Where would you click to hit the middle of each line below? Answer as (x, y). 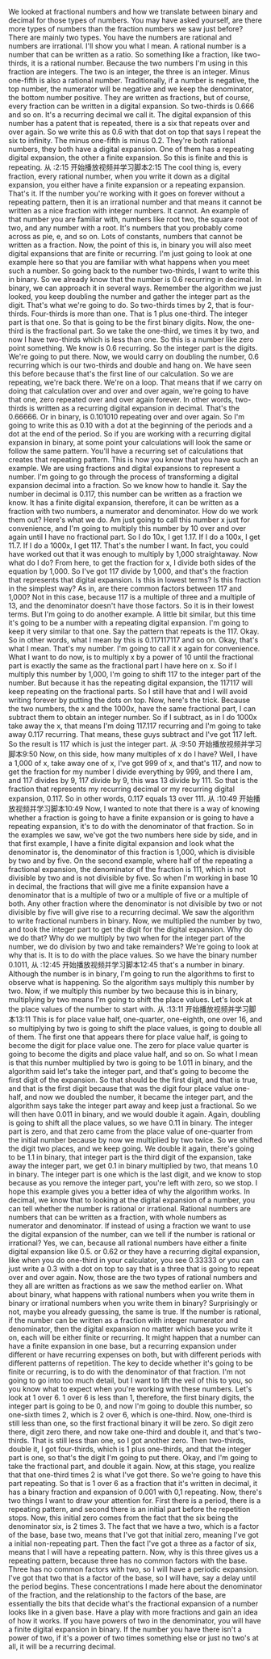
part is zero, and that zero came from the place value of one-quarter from (131, 1131)
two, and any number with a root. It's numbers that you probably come (126, 228)
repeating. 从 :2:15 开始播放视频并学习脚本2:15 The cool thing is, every (125, 167)
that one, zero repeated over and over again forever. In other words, (121, 400)
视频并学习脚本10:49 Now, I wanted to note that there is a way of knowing (137, 808)
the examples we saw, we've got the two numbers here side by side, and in (133, 835)
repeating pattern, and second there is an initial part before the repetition (129, 1509)
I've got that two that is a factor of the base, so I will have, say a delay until (132, 1578)
